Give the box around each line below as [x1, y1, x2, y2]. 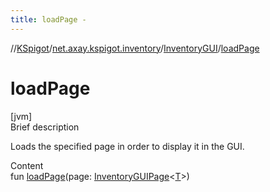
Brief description [10, 121, 80, 133]
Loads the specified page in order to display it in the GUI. [10, 140, 245, 152]
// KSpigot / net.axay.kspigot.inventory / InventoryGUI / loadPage [10, 42, 260, 54]
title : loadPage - [10, 14, 87, 25]
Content [10, 159, 44, 171]
